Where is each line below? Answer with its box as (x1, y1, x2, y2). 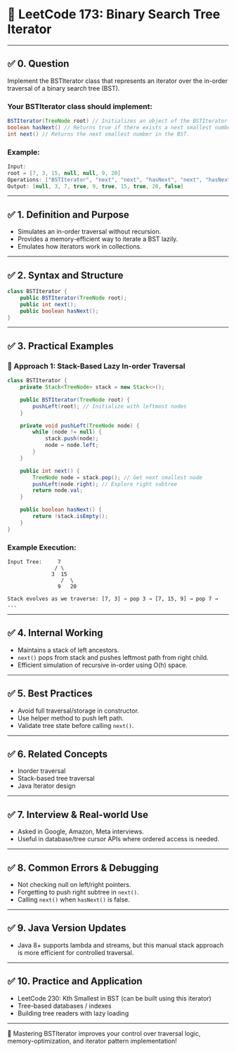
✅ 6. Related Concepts (7, 748, 108, 760)
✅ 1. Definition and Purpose (7, 209, 130, 221)
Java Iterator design (17, 781, 76, 790)
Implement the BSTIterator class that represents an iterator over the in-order (7, 77, 228, 85)
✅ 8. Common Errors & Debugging (7, 862, 159, 874)
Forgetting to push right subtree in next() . (17, 888, 139, 897)
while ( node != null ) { (32, 429, 102, 436)
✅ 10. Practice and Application (7, 975, 143, 987)
